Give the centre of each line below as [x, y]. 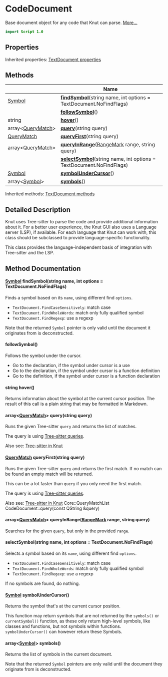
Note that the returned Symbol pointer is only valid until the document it [78, 327]
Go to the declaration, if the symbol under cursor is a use [71, 366]
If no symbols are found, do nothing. [42, 583]
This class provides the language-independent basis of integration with [78, 247]
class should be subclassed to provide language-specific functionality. [78, 238]
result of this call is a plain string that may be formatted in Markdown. [76, 404]
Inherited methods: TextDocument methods [50, 194]
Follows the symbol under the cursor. [43, 356]
